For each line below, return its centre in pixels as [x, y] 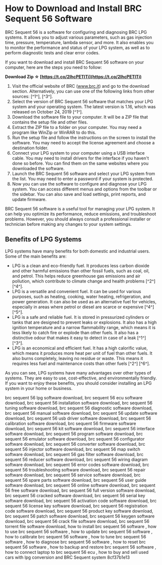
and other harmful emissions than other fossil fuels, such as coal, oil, [81, 271]
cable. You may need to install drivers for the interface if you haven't [81, 158]
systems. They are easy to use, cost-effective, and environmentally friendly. [81, 378]
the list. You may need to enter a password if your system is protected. [83, 179]
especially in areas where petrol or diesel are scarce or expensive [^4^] [83, 307]
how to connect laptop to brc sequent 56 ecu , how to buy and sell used [77, 552]
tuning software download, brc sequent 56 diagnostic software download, [79, 408]
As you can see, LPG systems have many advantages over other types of [78, 373]
